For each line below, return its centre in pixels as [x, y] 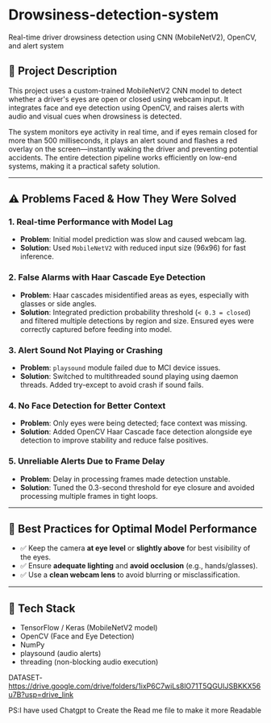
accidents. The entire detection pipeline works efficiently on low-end [123, 157]
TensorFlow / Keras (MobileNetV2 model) [89, 628]
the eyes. [35, 557]
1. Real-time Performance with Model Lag [91, 222]
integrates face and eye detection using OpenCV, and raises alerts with [126, 107]
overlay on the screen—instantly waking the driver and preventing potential [133, 149]
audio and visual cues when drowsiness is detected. [95, 116]
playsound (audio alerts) [60, 654]
